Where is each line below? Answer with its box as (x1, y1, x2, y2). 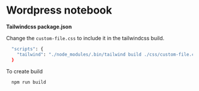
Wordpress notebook (6, 4, 113, 17)
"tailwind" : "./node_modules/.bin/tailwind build (17, 51, 142, 57)
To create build (6, 67, 43, 74)
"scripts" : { (11, 45, 44, 52)
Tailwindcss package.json (6, 23, 72, 30)
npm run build (11, 79, 46, 85)
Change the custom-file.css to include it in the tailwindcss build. (6, 34, 165, 41)
